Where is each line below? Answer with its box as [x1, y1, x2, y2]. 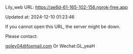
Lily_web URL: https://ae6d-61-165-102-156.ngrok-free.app [5, 4, 128, 10]
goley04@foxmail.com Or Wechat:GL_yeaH [5, 43, 95, 49]
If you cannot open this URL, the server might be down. [5, 23, 120, 29]
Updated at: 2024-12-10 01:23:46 [5, 14, 75, 19]
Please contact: [5, 33, 38, 39]
